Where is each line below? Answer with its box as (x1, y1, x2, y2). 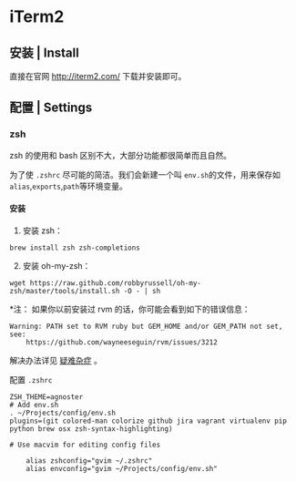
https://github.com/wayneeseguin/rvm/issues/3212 (26, 337, 219, 347)
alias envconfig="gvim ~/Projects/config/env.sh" (26, 464, 219, 473)
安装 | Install (9, 45, 79, 60)
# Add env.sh (9, 400, 59, 409)
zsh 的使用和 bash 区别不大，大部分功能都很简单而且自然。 (9, 149, 232, 160)
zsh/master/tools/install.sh (9, 286, 120, 295)
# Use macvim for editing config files (9, 440, 161, 449)
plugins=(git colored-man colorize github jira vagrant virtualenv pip (9, 416, 287, 426)
